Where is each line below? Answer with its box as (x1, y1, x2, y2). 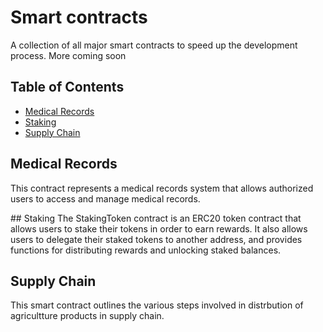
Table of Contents (10, 79, 125, 96)
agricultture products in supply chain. (10, 310, 165, 322)
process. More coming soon (10, 49, 127, 61)
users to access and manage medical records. (10, 192, 201, 205)
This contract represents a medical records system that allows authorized (10, 182, 314, 194)
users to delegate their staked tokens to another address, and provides (10, 233, 303, 245)
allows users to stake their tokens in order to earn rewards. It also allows (10, 222, 308, 235)
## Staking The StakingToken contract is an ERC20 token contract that (10, 212, 302, 224)
